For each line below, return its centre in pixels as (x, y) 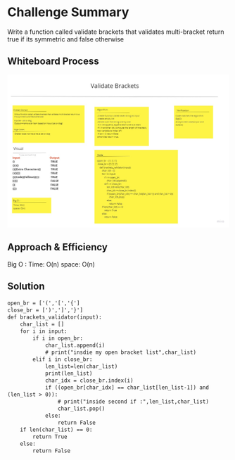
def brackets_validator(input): (55, 317)
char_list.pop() (81, 409)
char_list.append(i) (75, 345)
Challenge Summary (68, 12)
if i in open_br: (58, 338)
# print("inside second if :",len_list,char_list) (133, 402)
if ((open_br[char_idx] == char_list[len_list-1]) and (127, 388)
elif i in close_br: (63, 359)
